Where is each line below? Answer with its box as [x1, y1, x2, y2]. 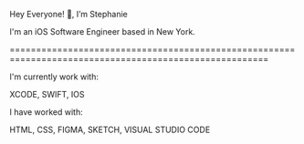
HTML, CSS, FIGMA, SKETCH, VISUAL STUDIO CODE [9, 124, 211, 135]
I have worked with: [9, 107, 84, 118]
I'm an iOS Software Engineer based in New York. [9, 26, 196, 36]
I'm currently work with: [9, 71, 99, 82]
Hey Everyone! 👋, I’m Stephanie [9, 9, 128, 19]
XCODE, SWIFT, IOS [9, 89, 85, 99]
